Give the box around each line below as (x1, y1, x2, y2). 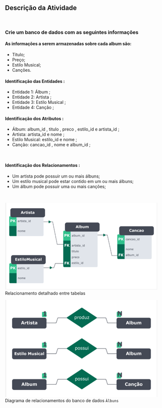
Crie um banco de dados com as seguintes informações (5, 29, 139, 35)
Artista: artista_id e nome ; (12, 131, 65, 137)
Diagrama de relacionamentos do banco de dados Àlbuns (5, 398, 119, 404)
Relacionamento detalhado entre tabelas (5, 290, 86, 296)
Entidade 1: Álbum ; (12, 89, 51, 95)
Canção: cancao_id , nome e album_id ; (12, 142, 91, 147)
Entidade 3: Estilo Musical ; (12, 99, 66, 105)
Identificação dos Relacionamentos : (5, 162, 80, 168)
